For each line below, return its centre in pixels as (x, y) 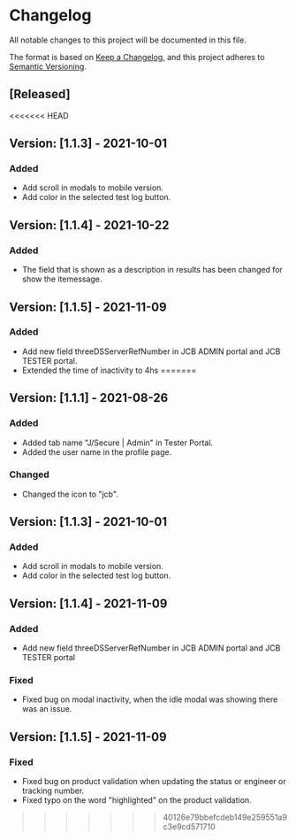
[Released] (40, 94)
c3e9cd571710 (190, 827)
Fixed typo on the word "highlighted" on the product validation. (137, 800)
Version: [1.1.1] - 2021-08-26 (89, 398)
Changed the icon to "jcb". (70, 494)
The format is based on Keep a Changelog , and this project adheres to (137, 57)
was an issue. (47, 709)
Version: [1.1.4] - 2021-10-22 (89, 225)
